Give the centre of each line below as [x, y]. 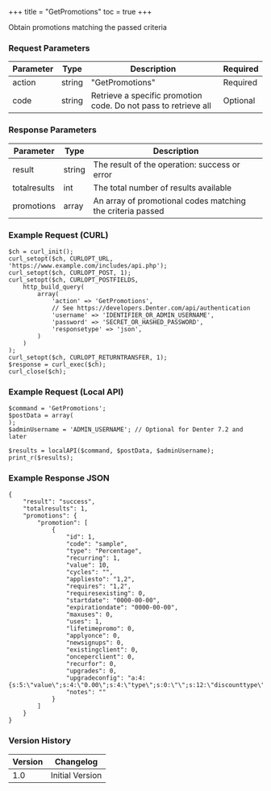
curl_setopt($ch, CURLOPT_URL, [61, 258]
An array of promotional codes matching [169, 201]
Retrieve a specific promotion [146, 96]
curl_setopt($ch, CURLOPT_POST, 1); [70, 273]
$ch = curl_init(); [41, 252]
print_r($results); [41, 458]
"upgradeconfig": [95, 678]
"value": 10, [88, 565]
